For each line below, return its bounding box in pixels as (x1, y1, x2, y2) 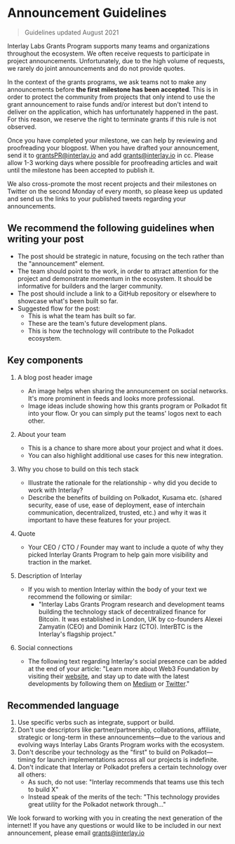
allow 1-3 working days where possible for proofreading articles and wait (7, 158, 218, 166)
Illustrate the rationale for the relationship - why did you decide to (27, 478, 217, 487)
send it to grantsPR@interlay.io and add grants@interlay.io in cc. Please (7, 151, 214, 159)
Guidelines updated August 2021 (24, 28, 119, 37)
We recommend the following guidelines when (7, 223, 215, 235)
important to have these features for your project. (27, 515, 171, 524)
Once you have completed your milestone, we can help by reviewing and (7, 136, 217, 145)
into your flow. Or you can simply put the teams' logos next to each (27, 409, 222, 417)
